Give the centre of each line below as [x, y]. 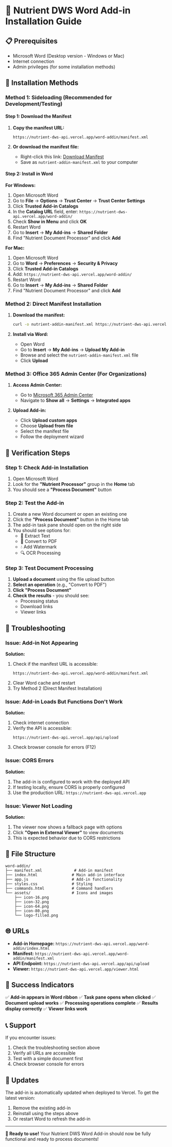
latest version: [20, 1098]
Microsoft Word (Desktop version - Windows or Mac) [68, 56]
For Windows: [20, 185]
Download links [36, 607]
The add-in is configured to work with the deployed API [71, 782]
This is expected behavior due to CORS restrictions [67, 838]
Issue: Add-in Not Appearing [42, 643]
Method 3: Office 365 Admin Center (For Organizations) [76, 373]
